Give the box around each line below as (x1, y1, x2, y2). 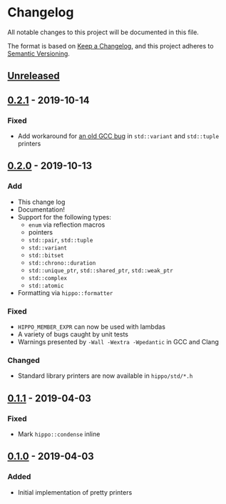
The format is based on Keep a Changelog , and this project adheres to (7, 41, 214, 50)
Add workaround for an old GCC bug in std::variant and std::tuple (17, 132, 220, 140)
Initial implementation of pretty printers (17, 488, 133, 496)
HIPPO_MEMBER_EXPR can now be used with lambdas (17, 322, 166, 331)
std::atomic (28, 282, 64, 289)
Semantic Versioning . (7, 49, 70, 58)
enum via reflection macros (28, 220, 106, 229)
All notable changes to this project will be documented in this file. (7, 28, 200, 36)
